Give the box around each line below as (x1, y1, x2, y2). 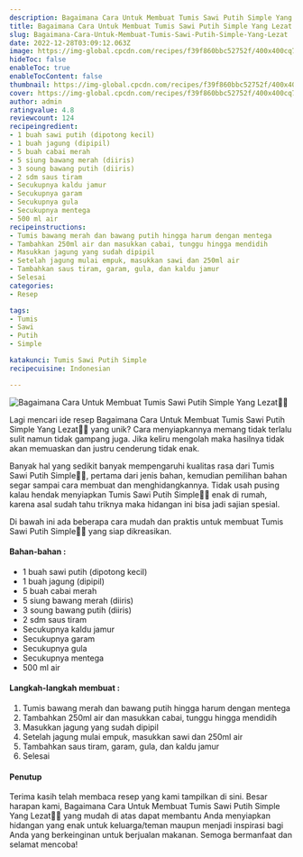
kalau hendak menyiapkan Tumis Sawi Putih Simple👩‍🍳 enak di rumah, (9, 488, 268, 500)
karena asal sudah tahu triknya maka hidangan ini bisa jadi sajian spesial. (9, 498, 280, 509)
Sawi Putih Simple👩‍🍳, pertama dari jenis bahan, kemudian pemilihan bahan (9, 470, 288, 480)
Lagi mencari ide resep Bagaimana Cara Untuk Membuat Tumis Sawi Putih (9, 414, 286, 424)
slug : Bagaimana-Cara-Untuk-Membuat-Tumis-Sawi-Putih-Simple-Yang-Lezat (9, 30, 289, 39)
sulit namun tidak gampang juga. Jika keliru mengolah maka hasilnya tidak (9, 433, 285, 444)
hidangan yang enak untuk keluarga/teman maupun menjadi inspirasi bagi (9, 820, 284, 831)
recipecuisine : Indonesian (9, 364, 111, 373)
